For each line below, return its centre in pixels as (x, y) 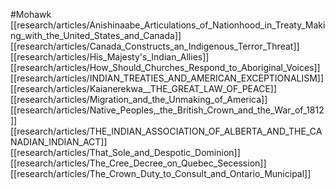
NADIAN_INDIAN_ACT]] (59, 142)
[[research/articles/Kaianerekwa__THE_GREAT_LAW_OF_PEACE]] (144, 88)
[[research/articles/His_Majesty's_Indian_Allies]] (110, 57)
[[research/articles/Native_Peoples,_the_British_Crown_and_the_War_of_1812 (167, 110)
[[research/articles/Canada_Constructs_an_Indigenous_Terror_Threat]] (155, 46)
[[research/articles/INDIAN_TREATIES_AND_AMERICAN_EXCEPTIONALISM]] (167, 78)
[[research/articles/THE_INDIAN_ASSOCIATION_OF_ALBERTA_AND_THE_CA (166, 131)
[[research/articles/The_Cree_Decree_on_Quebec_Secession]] (138, 163)
